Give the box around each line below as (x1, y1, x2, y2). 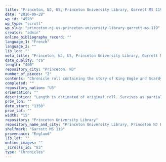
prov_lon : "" (5, 99, 32, 104)
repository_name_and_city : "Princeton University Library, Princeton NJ (5, 122, 158, 127)
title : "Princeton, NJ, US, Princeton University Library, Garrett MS (5, 7, 154, 12)
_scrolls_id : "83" (5, 145, 43, 150)
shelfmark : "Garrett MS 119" (5, 126, 65, 131)
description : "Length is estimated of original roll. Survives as (5, 94, 145, 99)
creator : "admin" (5, 30, 41, 35)
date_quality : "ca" (5, 58, 45, 63)
